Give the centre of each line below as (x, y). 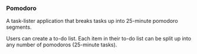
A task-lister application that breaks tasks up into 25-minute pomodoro (92, 21)
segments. (19, 27)
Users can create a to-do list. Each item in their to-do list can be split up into (99, 39)
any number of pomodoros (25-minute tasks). (62, 45)
